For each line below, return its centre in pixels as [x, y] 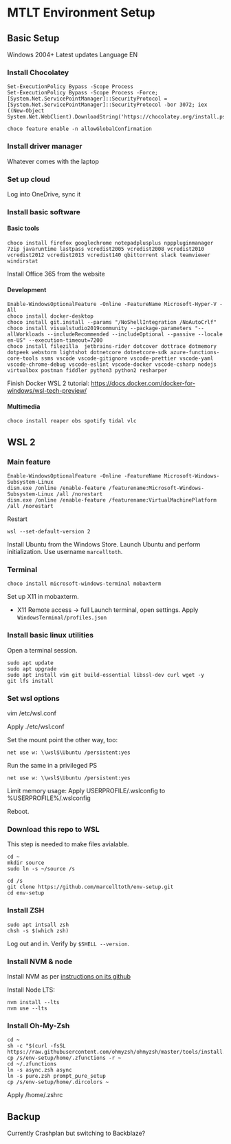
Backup [24, 1117]
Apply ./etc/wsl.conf [36, 726]
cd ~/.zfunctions [32, 1064]
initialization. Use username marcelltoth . [65, 552]
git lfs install [30, 681]
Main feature [29, 462]
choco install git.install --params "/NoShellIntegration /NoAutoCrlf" [112, 323]
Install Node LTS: [31, 990]
